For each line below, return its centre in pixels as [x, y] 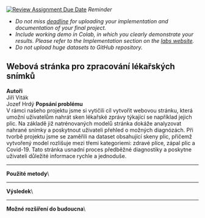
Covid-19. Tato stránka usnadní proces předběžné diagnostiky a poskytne [99, 149]
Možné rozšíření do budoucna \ [46, 209]
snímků [21, 76]
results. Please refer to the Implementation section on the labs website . [105, 41]
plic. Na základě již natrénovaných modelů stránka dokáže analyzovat [94, 123]
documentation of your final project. [61, 28]
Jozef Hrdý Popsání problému [45, 103]
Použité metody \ [28, 173]
